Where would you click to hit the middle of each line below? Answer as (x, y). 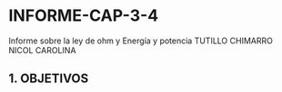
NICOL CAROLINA (42, 50)
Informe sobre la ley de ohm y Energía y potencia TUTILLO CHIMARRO (141, 41)
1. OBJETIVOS (49, 79)
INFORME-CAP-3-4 (84, 16)
